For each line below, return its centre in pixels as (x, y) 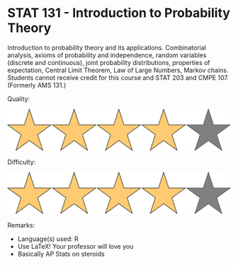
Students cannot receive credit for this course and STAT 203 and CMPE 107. (118, 77)
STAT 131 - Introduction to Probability (119, 13)
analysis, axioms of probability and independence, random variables (107, 55)
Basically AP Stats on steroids (61, 254)
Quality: (19, 99)
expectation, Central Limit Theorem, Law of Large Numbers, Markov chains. (118, 70)
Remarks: (21, 225)
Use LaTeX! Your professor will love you (75, 247)
